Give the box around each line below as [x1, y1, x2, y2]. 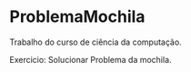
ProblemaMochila [9, 6, 146, 27]
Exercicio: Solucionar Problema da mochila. [9, 54, 172, 65]
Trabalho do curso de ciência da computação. [9, 36, 182, 47]
